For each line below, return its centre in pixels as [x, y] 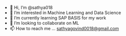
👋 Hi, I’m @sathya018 [31, 8]
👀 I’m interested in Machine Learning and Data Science [65, 13]
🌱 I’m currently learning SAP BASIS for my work [58, 18]
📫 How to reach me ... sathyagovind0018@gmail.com [64, 28]
